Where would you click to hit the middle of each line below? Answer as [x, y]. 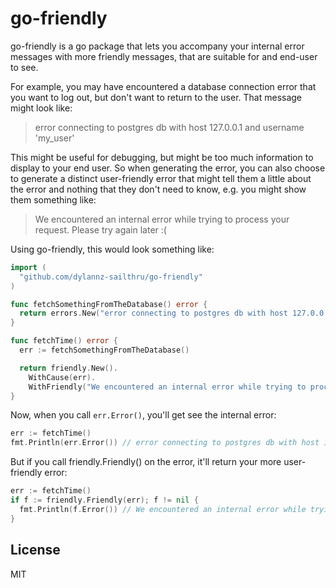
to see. [24, 67]
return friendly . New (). [68, 368]
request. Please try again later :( [100, 229]
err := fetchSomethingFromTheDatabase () [104, 350]
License [35, 550]
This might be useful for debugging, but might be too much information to [162, 157]
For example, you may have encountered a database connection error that [163, 86]
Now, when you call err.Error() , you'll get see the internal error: [143, 415]
